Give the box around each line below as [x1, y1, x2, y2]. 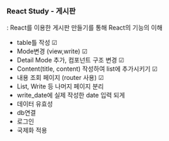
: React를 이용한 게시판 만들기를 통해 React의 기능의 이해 [6, 23, 163, 32]
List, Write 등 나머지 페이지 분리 [16, 82, 104, 90]
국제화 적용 [16, 126, 48, 135]
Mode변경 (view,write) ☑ [16, 47, 88, 55]
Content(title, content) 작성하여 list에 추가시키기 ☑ [16, 65, 158, 73]
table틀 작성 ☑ [16, 39, 58, 47]
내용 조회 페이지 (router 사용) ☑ [16, 74, 104, 82]
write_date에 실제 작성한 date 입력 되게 [16, 91, 126, 100]
